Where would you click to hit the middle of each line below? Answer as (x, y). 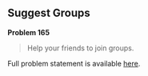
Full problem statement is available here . (74, 63)
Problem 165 (28, 32)
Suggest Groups (49, 13)
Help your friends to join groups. (80, 48)
